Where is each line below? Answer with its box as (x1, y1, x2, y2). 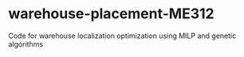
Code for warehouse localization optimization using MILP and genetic (8, 31, 237, 40)
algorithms (8, 39, 44, 48)
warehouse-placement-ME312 (8, 5, 214, 23)
